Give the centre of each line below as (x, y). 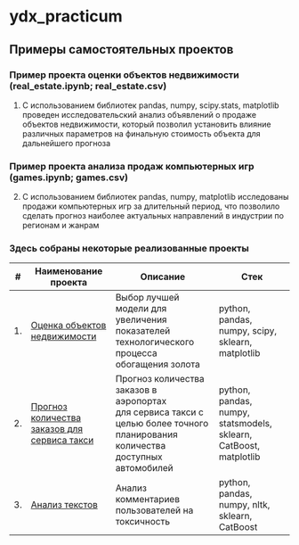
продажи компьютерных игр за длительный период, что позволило (151, 206)
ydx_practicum (66, 17)
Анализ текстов (64, 505)
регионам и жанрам (61, 226)
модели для (141, 309)
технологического (155, 343)
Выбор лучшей (147, 298)
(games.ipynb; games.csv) (69, 178)
